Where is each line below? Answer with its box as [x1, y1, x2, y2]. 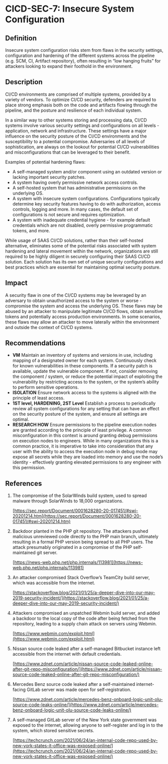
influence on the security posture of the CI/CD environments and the [5, 133, 147, 139]
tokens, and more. [12, 227, 50, 233]
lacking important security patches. [12, 174, 86, 180]
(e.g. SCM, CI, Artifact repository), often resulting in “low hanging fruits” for [5, 58, 161, 63]
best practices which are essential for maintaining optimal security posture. [5, 264, 161, 270]
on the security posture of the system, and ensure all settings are [12, 411, 147, 417]
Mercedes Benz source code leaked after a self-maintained [12, 681, 135, 687]
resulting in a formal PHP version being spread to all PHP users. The [12, 539, 153, 545]
